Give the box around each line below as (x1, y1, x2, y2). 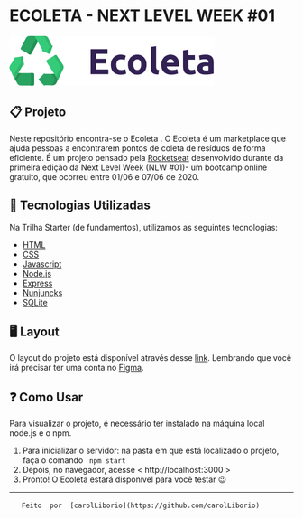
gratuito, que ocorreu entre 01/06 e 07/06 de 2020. (9, 171, 200, 182)
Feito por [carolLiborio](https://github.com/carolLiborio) (21, 501, 260, 511)
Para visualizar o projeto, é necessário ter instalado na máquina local (9, 418, 265, 429)
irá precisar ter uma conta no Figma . (9, 363, 144, 373)
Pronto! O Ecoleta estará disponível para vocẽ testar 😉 (22, 474, 227, 485)
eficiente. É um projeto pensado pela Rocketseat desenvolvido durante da (9, 152, 284, 163)
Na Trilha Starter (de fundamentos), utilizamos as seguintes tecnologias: (9, 222, 278, 232)
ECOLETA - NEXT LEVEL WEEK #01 (9, 5, 276, 26)
